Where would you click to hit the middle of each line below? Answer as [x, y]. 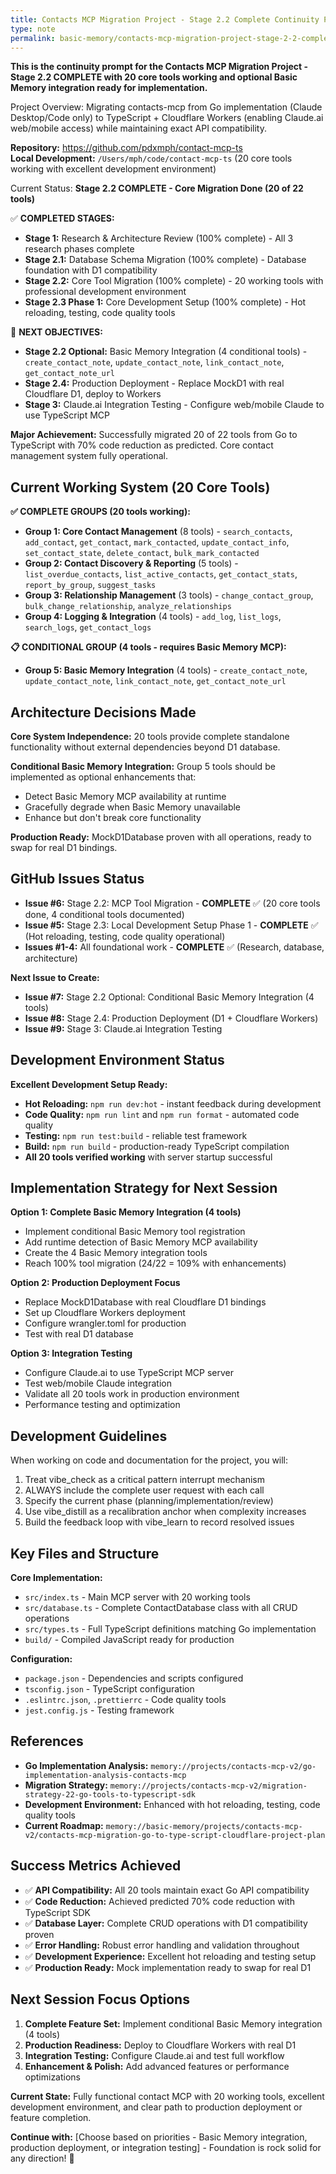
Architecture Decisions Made [103, 712]
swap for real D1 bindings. [64, 847]
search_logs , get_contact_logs [88, 627]
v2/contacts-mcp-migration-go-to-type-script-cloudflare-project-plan [175, 1835]
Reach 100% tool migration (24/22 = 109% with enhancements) [155, 1263]
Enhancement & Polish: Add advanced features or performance [157, 2066]
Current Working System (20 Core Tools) [140, 487]
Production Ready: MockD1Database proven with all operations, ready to [161, 837]
